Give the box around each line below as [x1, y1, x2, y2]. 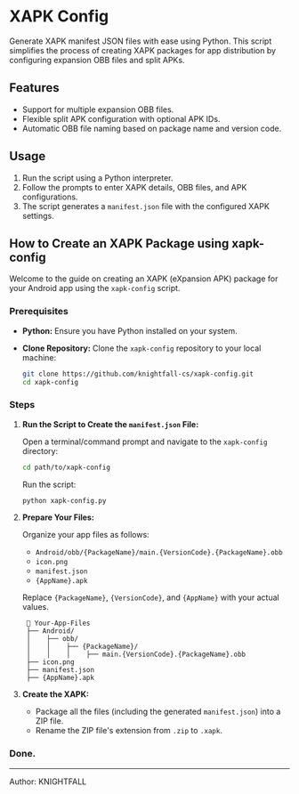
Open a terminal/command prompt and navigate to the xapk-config [21, 436, 268, 447]
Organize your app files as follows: [21, 530, 149, 540]
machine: [21, 352, 57, 362]
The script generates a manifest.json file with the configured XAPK [21, 200, 270, 211]
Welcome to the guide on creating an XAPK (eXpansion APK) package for [9, 273, 279, 284]
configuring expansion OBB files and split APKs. [9, 54, 185, 65]
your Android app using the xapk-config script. [9, 283, 181, 294]
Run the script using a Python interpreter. [21, 172, 174, 183]
